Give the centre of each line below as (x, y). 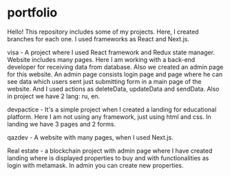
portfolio (32, 13)
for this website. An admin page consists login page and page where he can (115, 74)
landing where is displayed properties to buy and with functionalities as (108, 158)
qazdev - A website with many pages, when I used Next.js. (90, 137)
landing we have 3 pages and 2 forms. (61, 124)
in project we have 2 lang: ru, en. (54, 96)
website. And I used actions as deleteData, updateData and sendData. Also (113, 89)
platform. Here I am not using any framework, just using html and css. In (109, 117)
